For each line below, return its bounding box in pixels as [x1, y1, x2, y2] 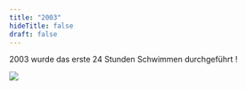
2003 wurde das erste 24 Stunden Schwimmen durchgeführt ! [9, 54, 238, 65]
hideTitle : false [9, 21, 74, 30]
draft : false [9, 29, 58, 38]
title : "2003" [9, 12, 62, 22]
